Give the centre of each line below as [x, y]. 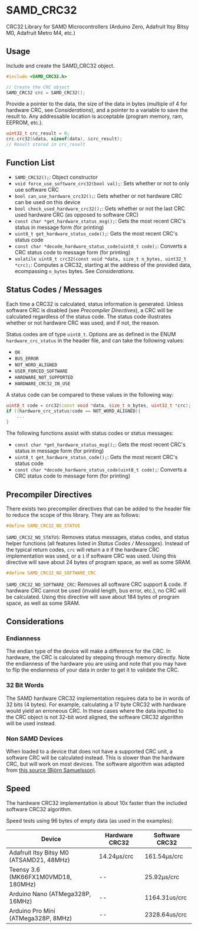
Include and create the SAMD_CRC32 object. [60, 66]
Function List [30, 163]
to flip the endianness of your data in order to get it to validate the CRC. [93, 670]
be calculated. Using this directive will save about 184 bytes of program [93, 597]
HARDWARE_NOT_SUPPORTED [44, 377]
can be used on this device [47, 202]
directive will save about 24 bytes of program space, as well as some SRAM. [99, 562]
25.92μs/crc [162, 877]
